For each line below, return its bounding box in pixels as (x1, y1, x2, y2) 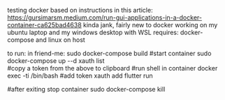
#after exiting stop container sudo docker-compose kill (7, 85, 166, 93)
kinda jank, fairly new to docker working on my (82, 21, 218, 29)
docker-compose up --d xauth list (7, 57, 105, 65)
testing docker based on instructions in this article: (7, 6, 153, 14)
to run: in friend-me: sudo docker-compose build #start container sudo (7, 49, 212, 57)
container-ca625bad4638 (7, 21, 82, 29)
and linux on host (36, 36, 85, 44)
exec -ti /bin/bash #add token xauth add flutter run (7, 71, 154, 80)
